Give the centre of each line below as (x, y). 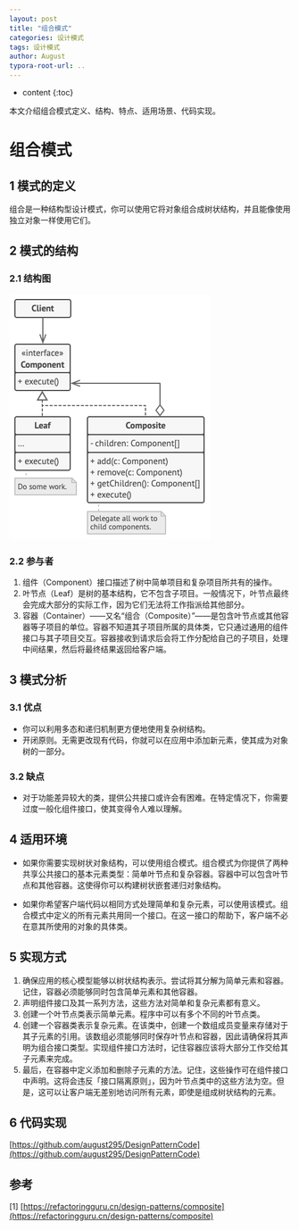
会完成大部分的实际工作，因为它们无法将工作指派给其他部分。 (136, 604)
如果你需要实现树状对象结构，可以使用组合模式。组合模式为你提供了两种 (155, 862)
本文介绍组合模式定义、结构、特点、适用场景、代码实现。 (115, 111)
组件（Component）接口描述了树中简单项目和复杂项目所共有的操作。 (149, 582)
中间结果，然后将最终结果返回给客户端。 (96, 649)
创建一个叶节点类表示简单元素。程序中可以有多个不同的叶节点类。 (143, 1014)
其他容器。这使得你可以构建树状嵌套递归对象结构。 (132, 885)
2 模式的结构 (44, 251)
